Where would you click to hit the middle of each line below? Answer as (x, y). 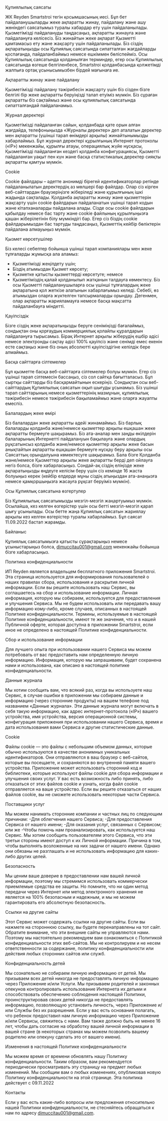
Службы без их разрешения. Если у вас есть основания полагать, (85, 1010)
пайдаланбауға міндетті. (38, 306)
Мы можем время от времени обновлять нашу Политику (66, 1056)
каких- (152, 851)
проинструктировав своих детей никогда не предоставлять (69, 1000)
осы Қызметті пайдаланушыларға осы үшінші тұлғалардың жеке (81, 285)
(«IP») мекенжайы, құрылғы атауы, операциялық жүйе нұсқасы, (74, 146)
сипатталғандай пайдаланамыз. (39, 105)
